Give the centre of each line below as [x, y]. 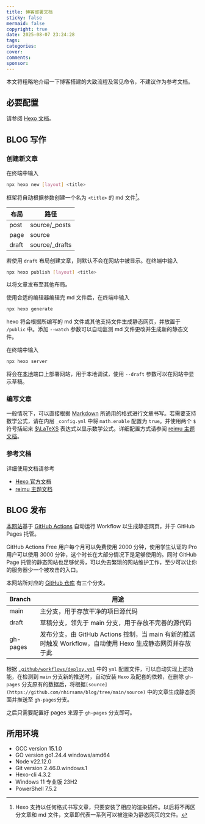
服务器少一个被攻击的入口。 [46, 569]
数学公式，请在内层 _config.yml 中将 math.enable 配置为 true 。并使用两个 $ [101, 421]
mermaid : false [26, 23]
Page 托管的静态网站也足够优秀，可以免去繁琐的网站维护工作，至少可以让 [99, 562]
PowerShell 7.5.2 [36, 789]
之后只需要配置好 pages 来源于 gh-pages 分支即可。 [71, 712]
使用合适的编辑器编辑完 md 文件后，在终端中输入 [68, 298]
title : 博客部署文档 [30, 12]
